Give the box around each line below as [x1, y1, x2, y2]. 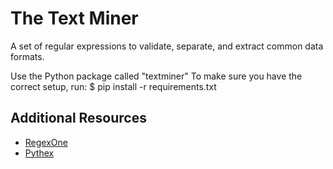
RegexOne [24, 136, 68, 148]
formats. [10, 50, 45, 62]
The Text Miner [10, 7, 139, 30]
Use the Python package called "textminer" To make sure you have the [10, 70, 303, 82]
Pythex [24, 147, 55, 159]
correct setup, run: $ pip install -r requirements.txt [10, 80, 217, 92]
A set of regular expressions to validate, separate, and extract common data [10, 40, 324, 52]
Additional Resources [10, 110, 147, 127]
